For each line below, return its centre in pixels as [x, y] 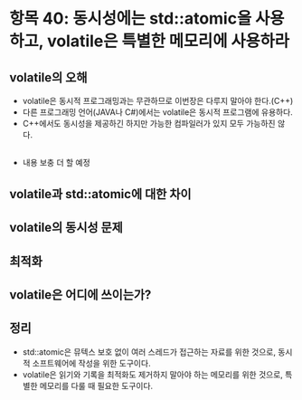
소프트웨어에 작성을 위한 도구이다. [91, 363]
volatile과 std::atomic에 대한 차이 [100, 194]
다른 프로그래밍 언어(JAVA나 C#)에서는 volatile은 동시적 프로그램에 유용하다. [158, 112]
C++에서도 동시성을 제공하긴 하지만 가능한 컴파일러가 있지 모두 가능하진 [149, 124]
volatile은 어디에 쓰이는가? [80, 295]
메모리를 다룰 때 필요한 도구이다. [96, 386]
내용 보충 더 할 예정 [56, 163]
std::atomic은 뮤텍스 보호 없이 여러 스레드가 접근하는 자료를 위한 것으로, [149, 352]
